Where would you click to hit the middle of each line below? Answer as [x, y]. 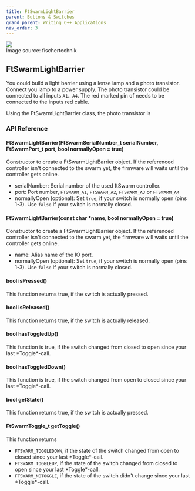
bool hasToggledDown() [36, 367]
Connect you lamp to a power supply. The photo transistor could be [88, 89]
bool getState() [25, 399]
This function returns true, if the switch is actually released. [78, 320]
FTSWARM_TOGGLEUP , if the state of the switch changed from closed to [96, 463]
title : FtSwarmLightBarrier [41, 11]
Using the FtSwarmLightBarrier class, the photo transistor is [78, 113]
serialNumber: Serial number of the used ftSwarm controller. [88, 186]
